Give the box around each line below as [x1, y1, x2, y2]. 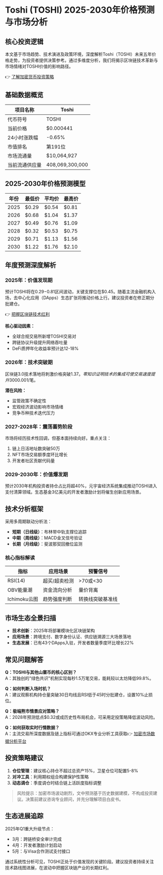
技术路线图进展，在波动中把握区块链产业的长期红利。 [5, 864, 112, 871]
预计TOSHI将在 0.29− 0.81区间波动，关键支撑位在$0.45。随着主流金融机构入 [5, 289, 156, 295]
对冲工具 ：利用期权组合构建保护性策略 [12, 774, 89, 780]
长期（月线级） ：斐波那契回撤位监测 [12, 541, 82, 547]
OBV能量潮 [7, 587, 33, 593]
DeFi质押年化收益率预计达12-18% [12, 346, 79, 352]
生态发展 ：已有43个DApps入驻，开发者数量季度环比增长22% [12, 640, 134, 646]
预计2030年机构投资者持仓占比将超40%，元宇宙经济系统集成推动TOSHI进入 [5, 483, 157, 489]
